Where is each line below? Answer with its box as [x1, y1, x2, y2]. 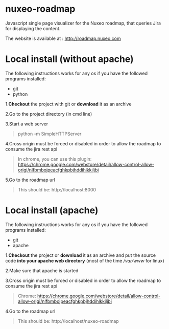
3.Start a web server [5, 121, 49, 127]
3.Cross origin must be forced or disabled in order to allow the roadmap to [5, 277, 161, 283]
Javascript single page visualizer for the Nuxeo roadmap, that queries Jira [5, 20, 161, 26]
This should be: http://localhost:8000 [17, 186, 96, 192]
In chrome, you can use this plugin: [17, 156, 92, 162]
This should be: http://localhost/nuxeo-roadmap [17, 318, 119, 324]
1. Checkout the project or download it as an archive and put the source [5, 252, 156, 258]
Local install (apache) [5, 205, 99, 216]
